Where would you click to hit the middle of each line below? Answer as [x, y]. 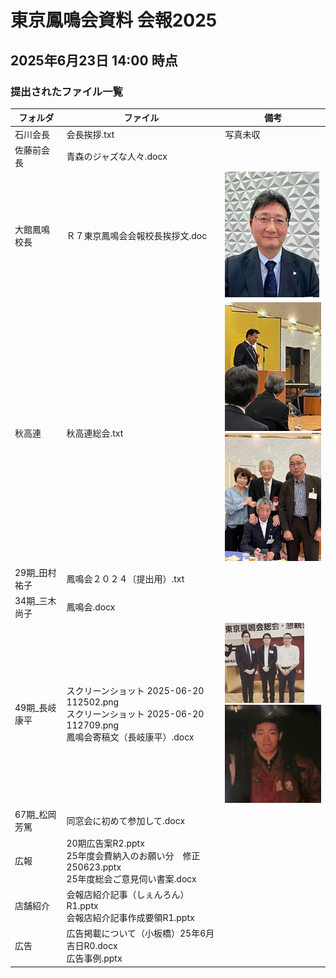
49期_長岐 [35, 708]
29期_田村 [35, 573]
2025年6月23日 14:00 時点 [94, 60]
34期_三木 [35, 601]
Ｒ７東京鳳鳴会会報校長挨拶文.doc [137, 236]
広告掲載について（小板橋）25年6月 [140, 933]
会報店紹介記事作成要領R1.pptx [130, 917]
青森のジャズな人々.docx [117, 156]
